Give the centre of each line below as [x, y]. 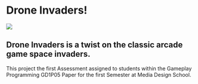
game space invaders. [48, 54]
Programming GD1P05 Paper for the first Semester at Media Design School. [99, 75]
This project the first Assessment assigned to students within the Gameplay [99, 68]
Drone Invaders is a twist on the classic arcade [95, 45]
